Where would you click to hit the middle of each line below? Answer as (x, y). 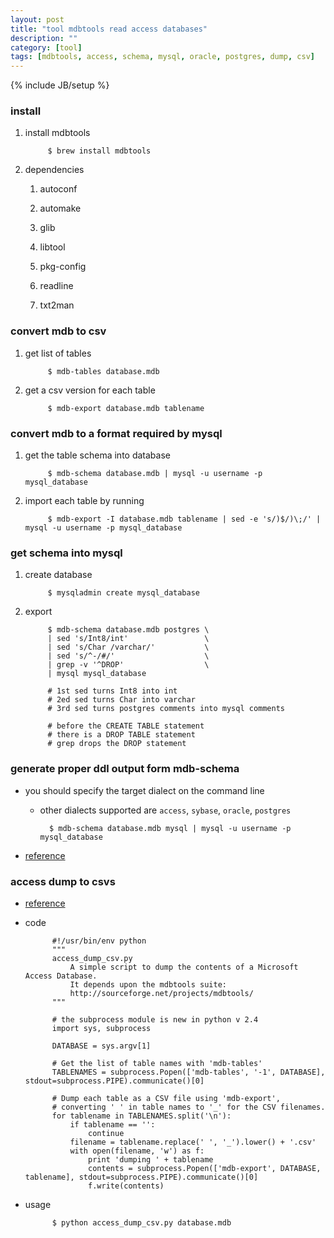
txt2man (57, 305)
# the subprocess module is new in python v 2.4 (155, 1019)
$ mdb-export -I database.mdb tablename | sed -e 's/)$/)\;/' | (184, 519)
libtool (52, 247)
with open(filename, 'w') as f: (137, 1151)
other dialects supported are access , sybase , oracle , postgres (165, 810)
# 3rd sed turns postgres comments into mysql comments (166, 709)
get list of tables (58, 353)
